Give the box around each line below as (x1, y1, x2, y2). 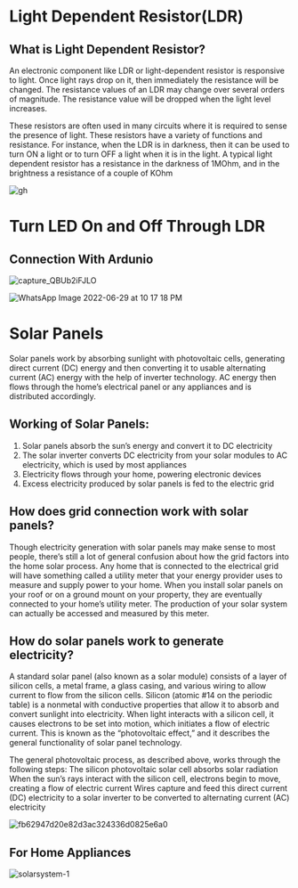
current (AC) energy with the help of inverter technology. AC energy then (9, 371, 278, 382)
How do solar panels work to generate (9, 633, 224, 648)
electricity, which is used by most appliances (21, 459, 187, 469)
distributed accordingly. (9, 390, 96, 402)
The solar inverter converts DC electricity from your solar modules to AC (21, 450, 287, 460)
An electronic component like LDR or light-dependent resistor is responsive (9, 65, 286, 76)
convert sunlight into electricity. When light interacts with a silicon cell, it (9, 709, 274, 720)
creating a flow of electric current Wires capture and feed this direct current (9, 783, 287, 794)
